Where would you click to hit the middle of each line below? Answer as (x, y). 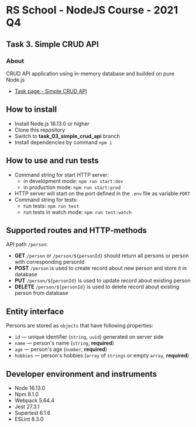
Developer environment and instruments (82, 374)
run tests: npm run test (51, 206)
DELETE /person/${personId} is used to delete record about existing (97, 287)
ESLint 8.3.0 (29, 419)
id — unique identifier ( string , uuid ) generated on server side (89, 337)
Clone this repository (40, 130)
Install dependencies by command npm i (63, 142)
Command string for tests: (46, 199)
